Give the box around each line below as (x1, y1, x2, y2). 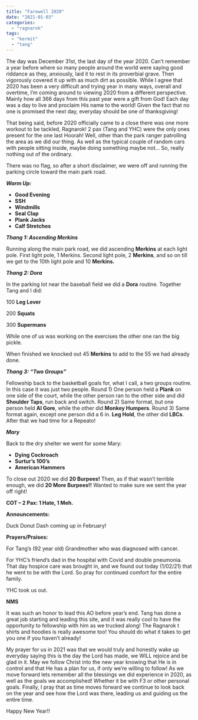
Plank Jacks (14, 216, 45, 223)
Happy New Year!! (6, 707, 50, 714)
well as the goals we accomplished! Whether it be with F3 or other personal (6, 677, 190, 684)
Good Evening (14, 191, 50, 198)
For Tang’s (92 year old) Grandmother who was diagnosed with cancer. (6, 545, 179, 552)
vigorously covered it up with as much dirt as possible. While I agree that (6, 76, 183, 83)
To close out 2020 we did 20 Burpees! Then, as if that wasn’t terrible (6, 475, 174, 482)
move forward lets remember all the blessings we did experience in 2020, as (6, 670, 192, 678)
